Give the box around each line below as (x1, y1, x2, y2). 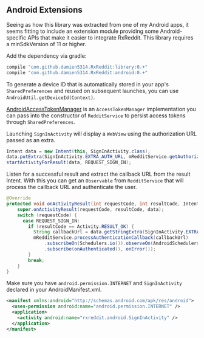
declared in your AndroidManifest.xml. (6, 286, 102, 294)
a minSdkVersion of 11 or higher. (6, 40, 87, 47)
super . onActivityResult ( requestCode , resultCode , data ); (17, 206, 165, 212)
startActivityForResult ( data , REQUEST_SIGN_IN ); (6, 159, 132, 166)
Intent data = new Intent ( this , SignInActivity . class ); (6, 148, 151, 154)
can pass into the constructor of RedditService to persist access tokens (6, 112, 186, 119)
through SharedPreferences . (6, 118, 76, 125)
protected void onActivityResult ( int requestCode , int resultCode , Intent (6, 201, 200, 207)
